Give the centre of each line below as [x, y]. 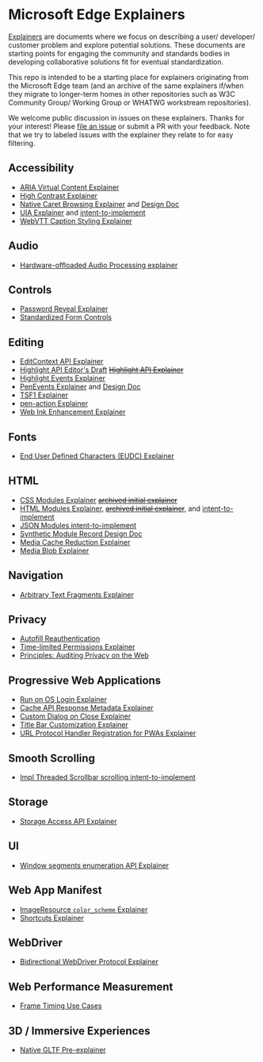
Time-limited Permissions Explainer [77, 647]
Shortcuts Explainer [52, 918]
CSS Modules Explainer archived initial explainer [99, 500]
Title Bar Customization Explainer [74, 725]
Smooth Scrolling [51, 758]
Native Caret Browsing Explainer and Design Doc [99, 204]
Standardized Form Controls [66, 317]
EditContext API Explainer [61, 362]
